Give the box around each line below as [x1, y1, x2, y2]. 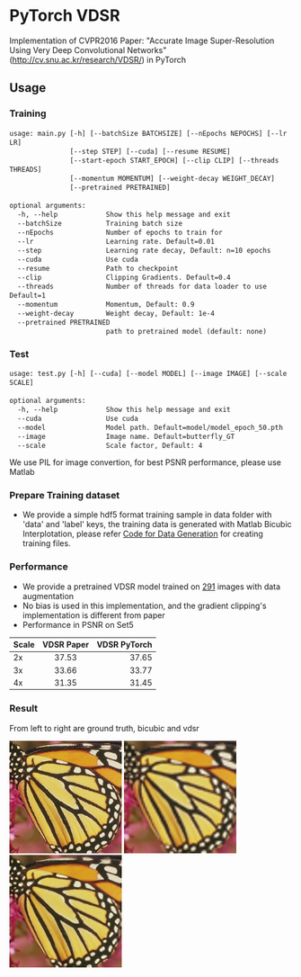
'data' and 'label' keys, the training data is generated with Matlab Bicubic [22, 519, 292, 530]
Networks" [127, 44, 167, 55]
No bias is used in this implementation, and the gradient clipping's [22, 600, 267, 611]
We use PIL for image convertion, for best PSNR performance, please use [9, 456, 281, 468]
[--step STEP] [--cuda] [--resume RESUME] [69, 147, 231, 156]
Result [9, 703, 39, 715]
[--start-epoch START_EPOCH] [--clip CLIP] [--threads [69, 156, 279, 165]
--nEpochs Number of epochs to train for [17, 228, 223, 237]
